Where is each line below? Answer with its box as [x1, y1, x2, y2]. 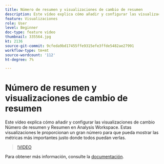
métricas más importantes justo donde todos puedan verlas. [5, 135, 126, 141]
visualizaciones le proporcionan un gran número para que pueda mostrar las [5, 130, 159, 136]
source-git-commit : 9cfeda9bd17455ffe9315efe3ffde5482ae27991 [5, 43, 134, 48]
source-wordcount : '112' [5, 52, 56, 58]
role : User [5, 20, 27, 26]
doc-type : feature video [5, 30, 56, 35]
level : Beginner [5, 25, 38, 30]
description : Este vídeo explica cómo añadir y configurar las [5, 12, 137, 17]
